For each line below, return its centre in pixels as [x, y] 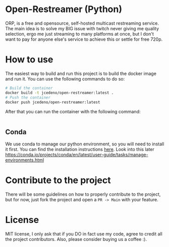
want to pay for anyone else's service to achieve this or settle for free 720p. [84, 39]
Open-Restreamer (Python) [64, 9]
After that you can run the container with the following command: [73, 112]
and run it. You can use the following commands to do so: [65, 78]
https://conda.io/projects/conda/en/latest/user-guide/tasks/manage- [77, 155]
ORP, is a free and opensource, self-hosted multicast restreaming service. [82, 23]
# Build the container [29, 88]
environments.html [25, 160]
